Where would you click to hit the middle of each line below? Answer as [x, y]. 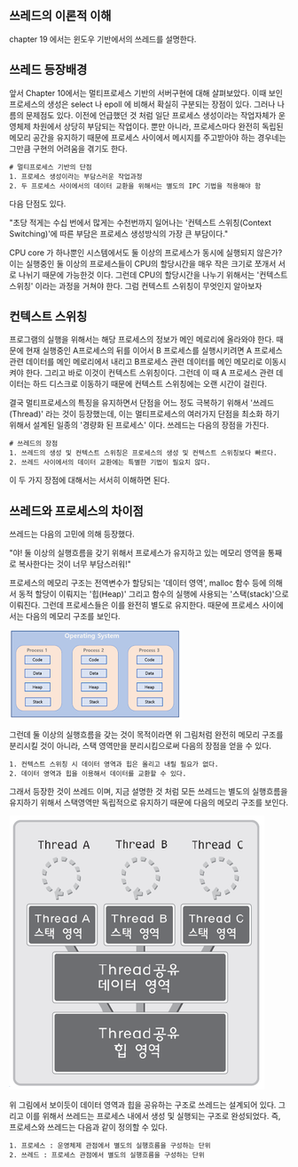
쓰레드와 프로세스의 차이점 [76, 511]
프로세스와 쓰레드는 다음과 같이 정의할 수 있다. [89, 1127]
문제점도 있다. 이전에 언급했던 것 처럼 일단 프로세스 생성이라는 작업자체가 [151, 115]
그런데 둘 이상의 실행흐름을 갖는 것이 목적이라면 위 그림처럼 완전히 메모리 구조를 [146, 735]
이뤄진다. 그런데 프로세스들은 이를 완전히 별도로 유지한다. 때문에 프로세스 [134, 605]
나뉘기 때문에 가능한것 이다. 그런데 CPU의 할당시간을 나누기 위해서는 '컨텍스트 [153, 275]
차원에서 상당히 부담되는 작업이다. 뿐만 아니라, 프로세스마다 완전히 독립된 [158, 126]
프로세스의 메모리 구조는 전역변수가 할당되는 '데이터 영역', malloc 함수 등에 [138, 583]
